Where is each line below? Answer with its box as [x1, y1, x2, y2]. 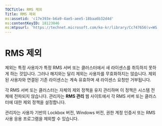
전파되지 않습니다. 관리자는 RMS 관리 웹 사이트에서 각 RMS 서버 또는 [14, 93, 144, 99]
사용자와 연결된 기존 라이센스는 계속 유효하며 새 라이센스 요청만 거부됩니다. [10, 77, 151, 83]
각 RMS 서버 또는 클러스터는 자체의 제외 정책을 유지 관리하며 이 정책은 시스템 [5, 87, 150, 93]
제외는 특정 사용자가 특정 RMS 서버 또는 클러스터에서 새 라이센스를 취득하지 [5, 65, 148, 71]
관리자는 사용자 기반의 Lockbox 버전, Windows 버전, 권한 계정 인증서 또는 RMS [5, 110, 156, 116]
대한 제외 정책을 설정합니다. [14, 99, 66, 105]
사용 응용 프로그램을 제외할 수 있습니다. [5, 116, 79, 122]
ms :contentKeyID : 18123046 [5, 20, 60, 26]
